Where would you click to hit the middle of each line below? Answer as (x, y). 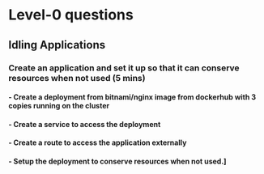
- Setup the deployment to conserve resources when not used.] (117, 161)
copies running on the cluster (59, 106)
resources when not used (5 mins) (77, 78)
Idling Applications (57, 45)
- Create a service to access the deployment (85, 124)
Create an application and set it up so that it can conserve (124, 68)
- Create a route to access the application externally (98, 142)
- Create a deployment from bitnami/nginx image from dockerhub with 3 (132, 97)
